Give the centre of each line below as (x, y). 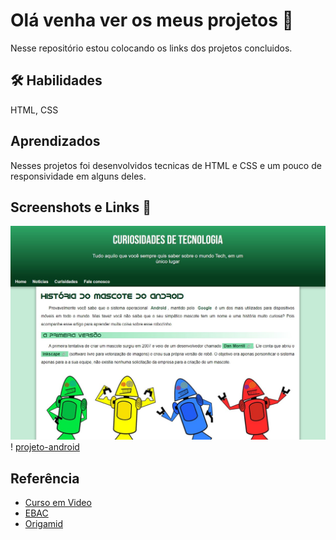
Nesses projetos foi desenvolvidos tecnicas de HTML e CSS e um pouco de (166, 165)
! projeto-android (45, 447)
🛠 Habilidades (56, 80)
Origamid (43, 524)
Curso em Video (58, 503)
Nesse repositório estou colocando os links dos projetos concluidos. (151, 48)
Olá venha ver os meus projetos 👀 (152, 20)
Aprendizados (55, 141)
